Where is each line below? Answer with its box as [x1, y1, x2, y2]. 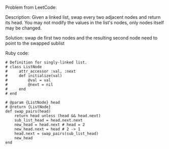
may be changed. [5, 25, 42, 31]
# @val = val [5, 78, 51, 83]
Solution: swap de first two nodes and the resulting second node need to [5, 35, 158, 41]
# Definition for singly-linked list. [5, 60, 87, 65]
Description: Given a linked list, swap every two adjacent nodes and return [5, 14, 161, 20]
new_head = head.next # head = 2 [14, 122, 85, 127]
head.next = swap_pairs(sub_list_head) [14, 131, 99, 136]
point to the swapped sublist [5, 40, 65, 46]
